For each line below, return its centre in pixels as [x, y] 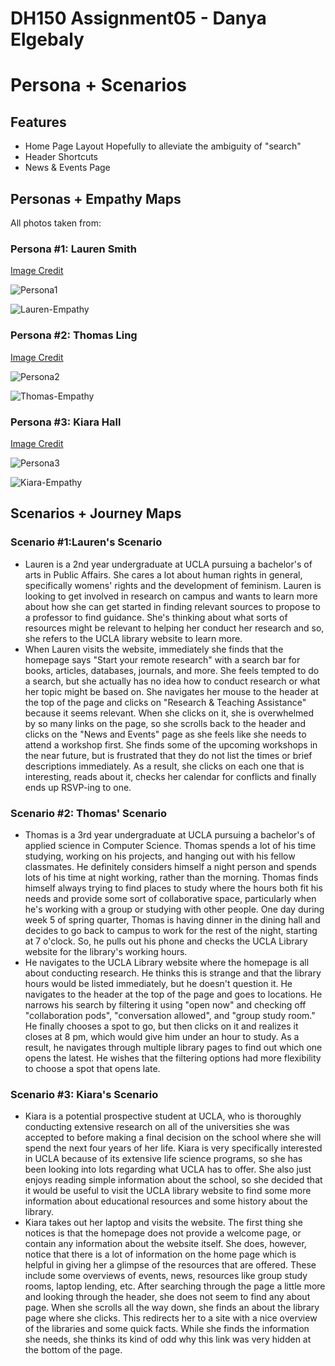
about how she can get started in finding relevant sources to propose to [172, 606]
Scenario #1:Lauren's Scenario [86, 542]
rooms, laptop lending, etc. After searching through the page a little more [175, 1286]
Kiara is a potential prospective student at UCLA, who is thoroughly [163, 1116]
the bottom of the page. [73, 1350]
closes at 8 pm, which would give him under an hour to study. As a [162, 1036]
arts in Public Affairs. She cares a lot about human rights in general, [163, 574]
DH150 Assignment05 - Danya [138, 18]
